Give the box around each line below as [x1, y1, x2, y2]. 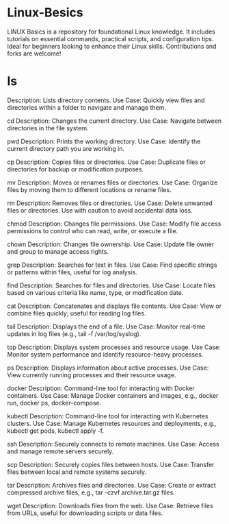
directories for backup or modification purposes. [7, 165, 144, 173]
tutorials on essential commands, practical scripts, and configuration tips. [7, 34, 214, 43]
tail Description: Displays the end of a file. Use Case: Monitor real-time [7, 322, 206, 331]
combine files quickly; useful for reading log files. [7, 309, 146, 317]
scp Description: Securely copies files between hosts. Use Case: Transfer [7, 460, 215, 468]
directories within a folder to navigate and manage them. [7, 103, 166, 111]
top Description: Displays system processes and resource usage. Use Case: [7, 343, 221, 351]
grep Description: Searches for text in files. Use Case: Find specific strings [7, 261, 217, 269]
